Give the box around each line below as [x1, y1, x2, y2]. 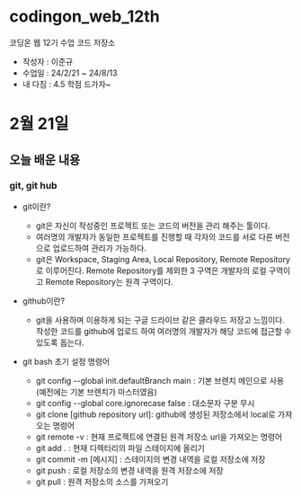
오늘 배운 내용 [9, 152, 81, 167]
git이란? [22, 200, 51, 212]
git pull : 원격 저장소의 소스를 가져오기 [35, 476, 169, 487]
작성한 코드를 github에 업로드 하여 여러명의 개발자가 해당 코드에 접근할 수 [35, 325, 292, 336]
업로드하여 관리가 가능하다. [52, 243, 146, 253]
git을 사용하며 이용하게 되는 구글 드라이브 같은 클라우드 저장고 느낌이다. [35, 314, 286, 325]
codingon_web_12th [9, 6, 160, 27]
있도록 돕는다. [35, 337, 84, 348]
